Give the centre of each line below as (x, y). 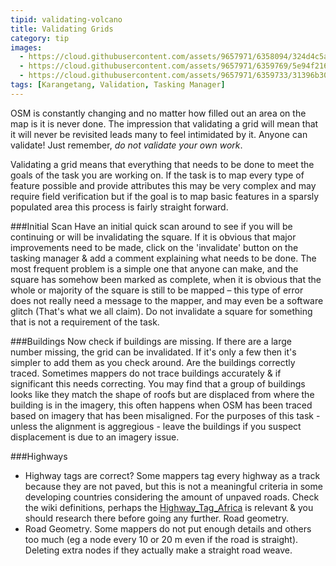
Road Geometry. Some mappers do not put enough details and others (168, 528)
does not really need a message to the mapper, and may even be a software (167, 300)
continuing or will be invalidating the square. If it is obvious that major (153, 237)
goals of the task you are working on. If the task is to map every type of (157, 175)
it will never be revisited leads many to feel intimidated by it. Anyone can (159, 134)
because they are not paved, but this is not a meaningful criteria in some (173, 486)
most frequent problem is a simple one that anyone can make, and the (154, 268)
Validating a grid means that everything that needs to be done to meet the (162, 164)
